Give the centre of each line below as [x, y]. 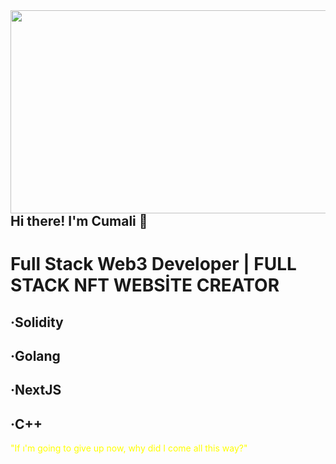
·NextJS [36, 390]
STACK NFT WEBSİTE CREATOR [145, 285]
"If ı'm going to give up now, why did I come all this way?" [129, 448]
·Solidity [37, 322]
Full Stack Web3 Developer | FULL [153, 264]
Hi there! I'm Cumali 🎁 [79, 221]
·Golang [35, 355]
